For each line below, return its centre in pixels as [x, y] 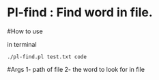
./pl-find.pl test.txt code [47, 57]
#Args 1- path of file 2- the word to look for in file [76, 69]
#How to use [25, 31]
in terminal [22, 44]
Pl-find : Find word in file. [80, 13]
